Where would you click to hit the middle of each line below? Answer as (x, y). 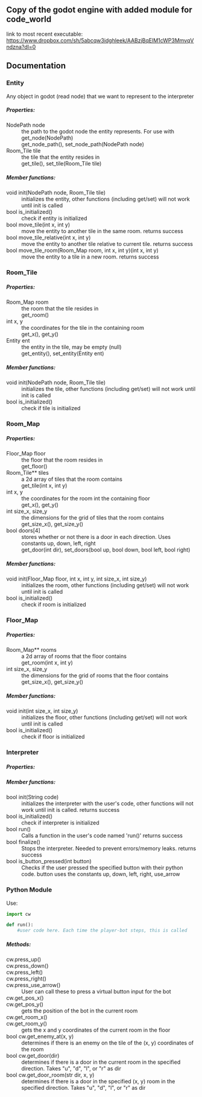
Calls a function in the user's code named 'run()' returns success (102, 835)
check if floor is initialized (53, 737)
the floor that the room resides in (62, 460)
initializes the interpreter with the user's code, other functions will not (108, 803)
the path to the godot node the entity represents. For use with (98, 132)
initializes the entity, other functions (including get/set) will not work (106, 199)
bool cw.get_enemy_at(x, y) (40, 1037)
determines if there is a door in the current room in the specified (101, 1062)
